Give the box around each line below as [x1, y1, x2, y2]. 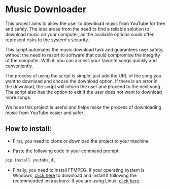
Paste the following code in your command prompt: [12, 148, 120, 154]
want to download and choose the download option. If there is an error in [5, 78, 158, 84]
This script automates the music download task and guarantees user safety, [5, 46, 164, 52]
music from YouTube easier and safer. [5, 110, 85, 116]
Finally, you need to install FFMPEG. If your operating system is [12, 167, 145, 173]
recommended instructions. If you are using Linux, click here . [12, 177, 141, 184]
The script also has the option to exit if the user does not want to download [5, 89, 162, 95]
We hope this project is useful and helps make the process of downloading [5, 104, 161, 110]
